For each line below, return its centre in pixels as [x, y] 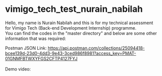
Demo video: [18, 69]
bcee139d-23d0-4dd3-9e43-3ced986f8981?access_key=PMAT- [71, 53]
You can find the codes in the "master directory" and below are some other [81, 33]
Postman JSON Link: [26, 48]
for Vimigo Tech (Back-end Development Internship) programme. [71, 28]
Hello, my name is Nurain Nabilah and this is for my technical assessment [79, 23]
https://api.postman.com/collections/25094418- [96, 48]
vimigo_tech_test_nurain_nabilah [74, 9]
